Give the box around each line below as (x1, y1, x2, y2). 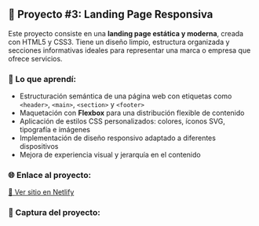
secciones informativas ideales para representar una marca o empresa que (8, 45, 251, 55)
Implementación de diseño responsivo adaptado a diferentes (19, 133, 216, 143)
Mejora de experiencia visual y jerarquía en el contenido (19, 150, 202, 160)
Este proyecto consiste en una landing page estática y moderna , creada (8, 28, 244, 38)
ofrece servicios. (8, 54, 63, 63)
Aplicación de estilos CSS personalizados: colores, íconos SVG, (19, 117, 226, 126)
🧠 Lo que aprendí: (8, 73, 77, 84)
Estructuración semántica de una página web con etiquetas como (19, 91, 232, 101)
